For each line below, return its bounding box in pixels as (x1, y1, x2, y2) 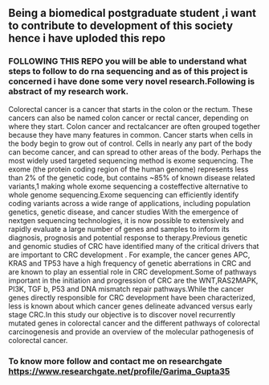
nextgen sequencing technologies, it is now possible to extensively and (8, 215, 244, 225)
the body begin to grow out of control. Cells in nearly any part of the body (8, 139, 253, 148)
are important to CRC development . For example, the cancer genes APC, (8, 250, 251, 259)
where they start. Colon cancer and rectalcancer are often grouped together (8, 121, 261, 131)
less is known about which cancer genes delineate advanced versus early (8, 301, 253, 311)
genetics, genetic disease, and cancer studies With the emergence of (8, 207, 238, 217)
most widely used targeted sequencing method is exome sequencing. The (8, 155, 254, 165)
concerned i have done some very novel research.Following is (8, 76, 255, 87)
